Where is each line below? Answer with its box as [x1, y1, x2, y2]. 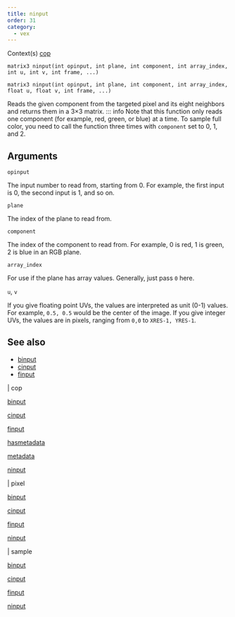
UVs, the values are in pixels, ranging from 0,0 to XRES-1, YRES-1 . [7, 316, 196, 324]
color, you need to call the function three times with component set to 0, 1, [7, 122, 218, 131]
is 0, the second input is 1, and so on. [7, 189, 115, 197]
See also [7, 336, 46, 348]
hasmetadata [7, 438, 46, 447]
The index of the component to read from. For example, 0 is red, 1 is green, [7, 241, 224, 249]
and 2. [7, 129, 26, 138]
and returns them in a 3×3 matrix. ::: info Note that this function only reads [7, 107, 223, 116]
